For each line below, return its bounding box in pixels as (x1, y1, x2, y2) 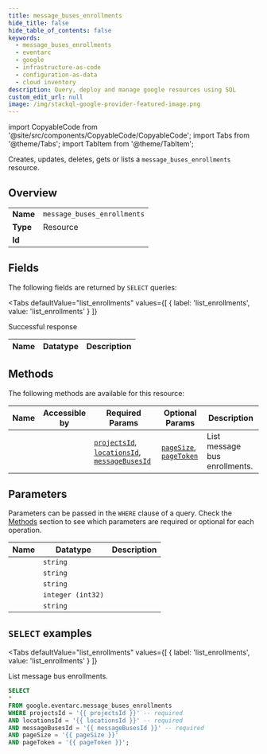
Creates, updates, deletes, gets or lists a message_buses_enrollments (8, 154, 231, 164)
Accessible (42, 407, 87, 418)
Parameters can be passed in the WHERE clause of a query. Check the (8, 508, 233, 518)
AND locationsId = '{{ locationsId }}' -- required (8, 717, 183, 725)
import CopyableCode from (8, 122, 98, 132)
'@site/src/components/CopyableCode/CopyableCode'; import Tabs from (8, 130, 250, 140)
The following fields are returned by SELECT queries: (8, 282, 177, 292)
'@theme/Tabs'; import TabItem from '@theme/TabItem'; (8, 139, 194, 149)
